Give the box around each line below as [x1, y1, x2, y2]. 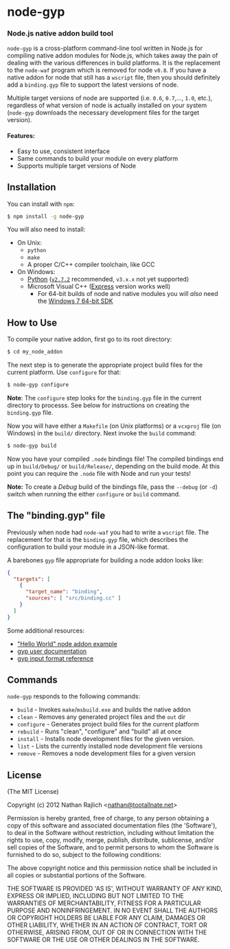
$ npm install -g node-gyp [7, 213, 84, 220]
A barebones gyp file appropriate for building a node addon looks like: [7, 556, 204, 564]
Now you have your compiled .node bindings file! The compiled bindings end [7, 455, 224, 463]
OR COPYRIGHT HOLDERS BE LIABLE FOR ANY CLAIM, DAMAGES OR [7, 914, 206, 922]
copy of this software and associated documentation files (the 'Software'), [7, 821, 218, 830]
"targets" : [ [13, 575, 51, 582]
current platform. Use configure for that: [7, 368, 122, 376]
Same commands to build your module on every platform [16, 154, 179, 162]
